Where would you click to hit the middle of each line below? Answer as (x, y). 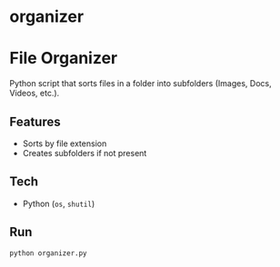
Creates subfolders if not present (85, 153)
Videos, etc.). (35, 94)
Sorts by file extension (65, 143)
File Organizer (64, 59)
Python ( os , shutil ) (59, 203)
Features (35, 121)
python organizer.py (49, 253)
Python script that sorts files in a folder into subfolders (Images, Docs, (140, 84)
